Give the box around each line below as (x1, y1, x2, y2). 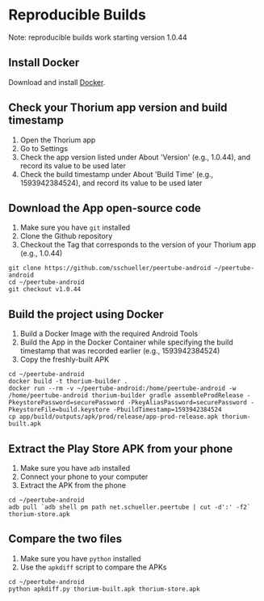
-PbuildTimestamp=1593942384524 (112, 406, 222, 414)
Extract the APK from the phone (19, 480, 127, 490)
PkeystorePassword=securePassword (8, 399, 125, 407)
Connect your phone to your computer (19, 472, 149, 481)
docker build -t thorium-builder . (8, 378, 128, 386)
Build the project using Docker (8, 307, 164, 321)
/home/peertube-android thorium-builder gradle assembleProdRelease (8, 391, 244, 400)
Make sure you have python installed (19, 553, 141, 563)
